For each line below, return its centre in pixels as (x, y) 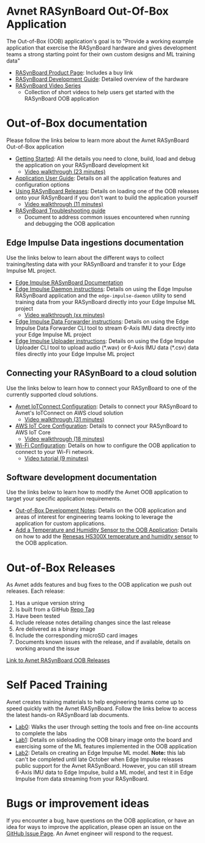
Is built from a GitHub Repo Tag (55, 609)
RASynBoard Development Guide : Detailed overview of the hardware (102, 79)
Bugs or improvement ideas (78, 804)
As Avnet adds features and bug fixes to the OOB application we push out (99, 585)
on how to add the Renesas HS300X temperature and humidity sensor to (107, 537)
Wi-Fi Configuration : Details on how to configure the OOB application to (106, 445)
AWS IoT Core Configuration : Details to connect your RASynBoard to (101, 426)
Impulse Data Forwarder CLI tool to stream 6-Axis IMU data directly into (105, 328)
